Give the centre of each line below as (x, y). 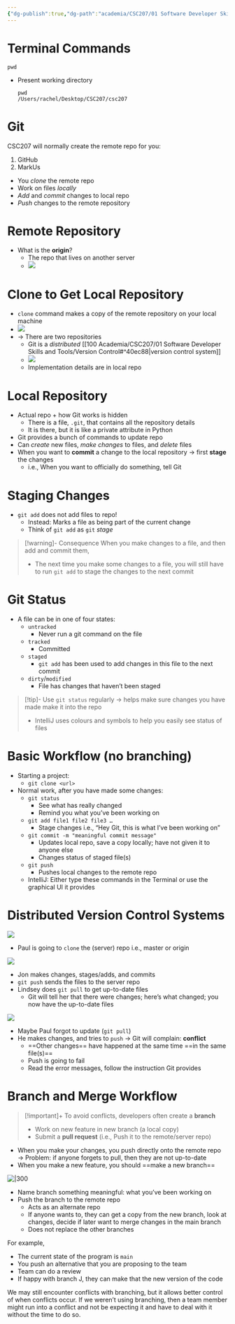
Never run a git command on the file (90, 634)
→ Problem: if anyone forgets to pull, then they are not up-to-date (112, 1158)
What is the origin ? (45, 250)
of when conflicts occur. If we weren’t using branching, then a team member (117, 1300)
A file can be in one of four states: (66, 619)
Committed (54, 649)
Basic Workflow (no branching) (100, 756)
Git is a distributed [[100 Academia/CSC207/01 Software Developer (124, 344)
